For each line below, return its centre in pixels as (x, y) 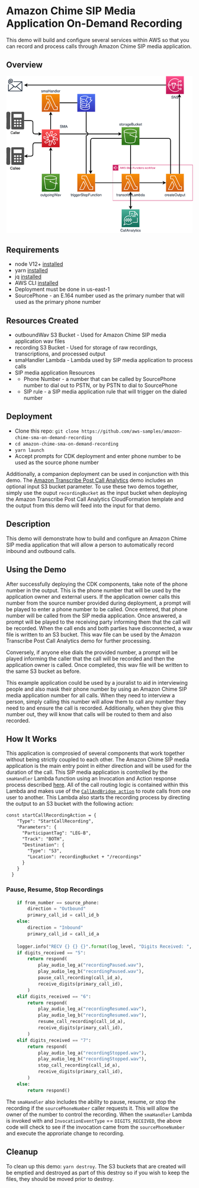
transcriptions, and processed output (60, 354)
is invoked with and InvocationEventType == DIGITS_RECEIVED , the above (94, 1120)
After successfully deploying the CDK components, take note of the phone (97, 584)
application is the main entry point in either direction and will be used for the (99, 766)
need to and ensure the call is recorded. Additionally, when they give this (95, 708)
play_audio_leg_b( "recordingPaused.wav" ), (91, 971)
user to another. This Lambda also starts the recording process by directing (98, 798)
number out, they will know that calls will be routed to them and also (89, 714)
